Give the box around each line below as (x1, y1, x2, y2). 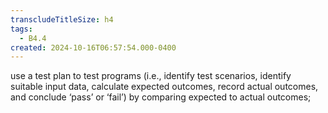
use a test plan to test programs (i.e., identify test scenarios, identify (10, 70, 292, 82)
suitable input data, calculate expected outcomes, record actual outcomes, (10, 81, 319, 93)
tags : (10, 24, 33, 34)
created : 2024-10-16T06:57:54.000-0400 (10, 42, 177, 53)
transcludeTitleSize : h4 (10, 14, 114, 25)
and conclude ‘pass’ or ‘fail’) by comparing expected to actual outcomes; (10, 91, 312, 103)
